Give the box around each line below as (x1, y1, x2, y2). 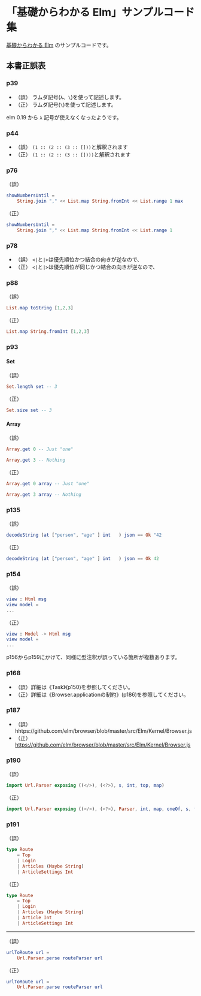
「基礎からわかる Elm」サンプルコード (6, 5, 195, 19)
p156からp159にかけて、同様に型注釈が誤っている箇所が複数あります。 (6, 654, 181, 661)
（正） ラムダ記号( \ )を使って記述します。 (14, 101, 117, 108)
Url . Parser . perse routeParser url (17, 955, 103, 961)
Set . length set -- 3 (6, 384, 58, 390)
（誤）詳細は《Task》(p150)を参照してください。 (14, 683, 133, 690)
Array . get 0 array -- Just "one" (6, 480, 90, 486)
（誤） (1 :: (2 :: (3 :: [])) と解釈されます (14, 143, 129, 151)
